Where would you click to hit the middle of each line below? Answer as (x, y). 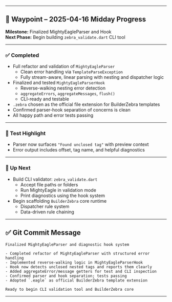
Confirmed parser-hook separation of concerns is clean (71, 110)
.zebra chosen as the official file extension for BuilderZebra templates (86, 104)
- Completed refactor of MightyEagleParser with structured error (78, 253)
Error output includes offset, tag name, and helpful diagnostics (79, 150)
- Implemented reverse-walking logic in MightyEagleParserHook (74, 262)
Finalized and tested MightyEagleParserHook (59, 83)
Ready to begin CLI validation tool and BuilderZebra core (70, 289)
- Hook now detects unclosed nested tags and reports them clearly (79, 267)
